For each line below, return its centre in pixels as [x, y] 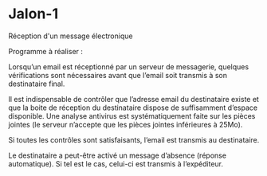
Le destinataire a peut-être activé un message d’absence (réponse [118, 155]
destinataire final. [37, 84]
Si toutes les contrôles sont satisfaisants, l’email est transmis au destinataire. [134, 139]
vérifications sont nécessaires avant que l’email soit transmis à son [118, 75]
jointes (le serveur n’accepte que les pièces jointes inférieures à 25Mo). [126, 124]
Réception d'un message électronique [71, 36]
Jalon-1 [33, 14]
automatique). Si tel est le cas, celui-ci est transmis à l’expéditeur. [116, 163]
